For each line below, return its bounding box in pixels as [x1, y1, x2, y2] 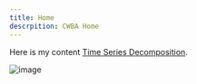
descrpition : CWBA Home [9, 22, 100, 31]
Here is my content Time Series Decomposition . [9, 46, 188, 57]
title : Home [9, 13, 54, 23]
